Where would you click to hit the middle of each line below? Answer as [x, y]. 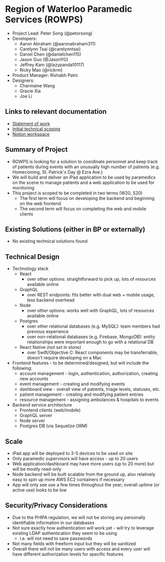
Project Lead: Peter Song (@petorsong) [52, 33]
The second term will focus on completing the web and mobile [83, 209]
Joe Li [26, 96]
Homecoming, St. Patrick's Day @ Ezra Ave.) [57, 172]
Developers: [24, 38]
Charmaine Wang [37, 85]
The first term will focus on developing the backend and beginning [87, 198]
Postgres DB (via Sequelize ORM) [53, 426]
